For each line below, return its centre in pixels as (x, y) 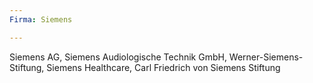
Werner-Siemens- (266, 57)
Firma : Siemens (41, 19)
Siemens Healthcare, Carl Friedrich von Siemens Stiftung (163, 67)
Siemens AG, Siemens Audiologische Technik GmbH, (118, 57)
